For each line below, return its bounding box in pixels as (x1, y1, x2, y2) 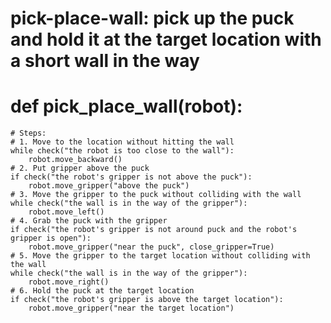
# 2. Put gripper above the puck (10, 163, 150, 174)
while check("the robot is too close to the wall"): (10, 146, 235, 156)
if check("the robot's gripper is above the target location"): (10, 295, 284, 305)
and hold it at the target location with (10, 28, 322, 51)
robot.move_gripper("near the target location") (28, 303, 235, 314)
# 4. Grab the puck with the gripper (10, 216, 168, 226)
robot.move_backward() (28, 155, 123, 165)
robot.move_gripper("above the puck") (28, 181, 190, 191)
